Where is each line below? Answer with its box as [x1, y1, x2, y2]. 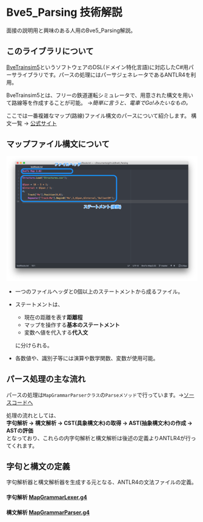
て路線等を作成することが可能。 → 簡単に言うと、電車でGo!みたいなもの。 [6, 99, 191, 106]
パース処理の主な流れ [6, 374, 86, 384]
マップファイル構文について [6, 139, 110, 149]
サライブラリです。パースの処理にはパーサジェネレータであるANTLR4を [11, 71, 191, 78]
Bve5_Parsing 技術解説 [6, 5, 122, 19]
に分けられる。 [15, 341, 53, 349]
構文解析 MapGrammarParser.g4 [6, 509, 90, 516]
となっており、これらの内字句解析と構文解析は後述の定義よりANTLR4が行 [6, 434, 191, 441]
